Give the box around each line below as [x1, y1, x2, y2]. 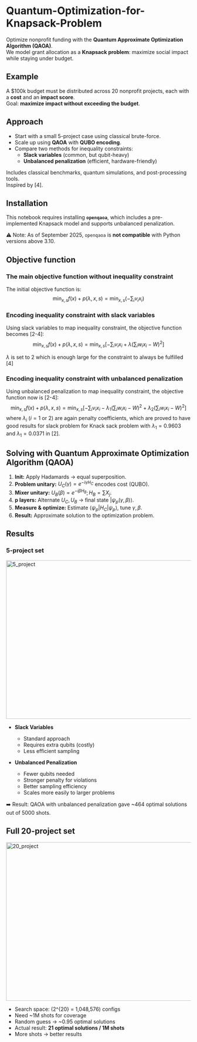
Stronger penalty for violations [23, 777, 97, 784]
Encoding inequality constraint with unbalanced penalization [6, 374, 184, 382]
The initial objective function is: [6, 286, 81, 293]
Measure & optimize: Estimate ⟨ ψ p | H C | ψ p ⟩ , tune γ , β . [14, 504, 142, 513]
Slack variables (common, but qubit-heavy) [23, 151, 130, 158]
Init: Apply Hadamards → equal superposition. [14, 473, 127, 480]
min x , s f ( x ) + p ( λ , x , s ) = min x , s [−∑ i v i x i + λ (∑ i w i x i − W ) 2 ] [32, 340, 165, 349]
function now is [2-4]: [6, 394, 59, 401]
